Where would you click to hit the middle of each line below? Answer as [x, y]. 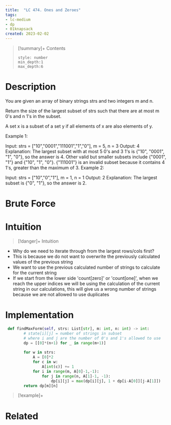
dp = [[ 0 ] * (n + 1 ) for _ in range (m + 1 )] [65, 343]
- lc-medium [18, 19]
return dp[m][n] [41, 386]
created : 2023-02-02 [27, 34]
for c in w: [45, 362]
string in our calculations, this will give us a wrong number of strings [84, 289]
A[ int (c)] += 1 [58, 367]
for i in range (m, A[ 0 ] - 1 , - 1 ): [66, 371]
